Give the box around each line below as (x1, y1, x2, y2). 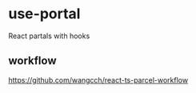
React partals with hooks (8, 31, 90, 41)
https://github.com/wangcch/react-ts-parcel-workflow (8, 75, 189, 84)
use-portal (8, 5, 81, 23)
